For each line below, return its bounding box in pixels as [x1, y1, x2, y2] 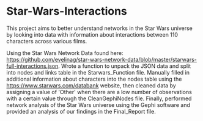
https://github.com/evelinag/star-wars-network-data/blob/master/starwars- [6, 56, 197, 63]
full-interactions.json [6, 62, 59, 70]
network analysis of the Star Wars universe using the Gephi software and [6, 101, 191, 108]
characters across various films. [6, 37, 87, 45]
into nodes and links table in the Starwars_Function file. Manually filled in [6, 68, 190, 76]
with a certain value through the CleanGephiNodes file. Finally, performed [6, 95, 192, 102]
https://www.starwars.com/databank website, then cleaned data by [6, 81, 176, 89]
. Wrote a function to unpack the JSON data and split [57, 62, 191, 70]
